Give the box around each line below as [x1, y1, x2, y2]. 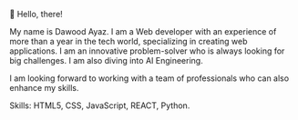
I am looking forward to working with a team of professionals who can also [9, 73, 290, 84]
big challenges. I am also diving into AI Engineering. [9, 55, 203, 65]
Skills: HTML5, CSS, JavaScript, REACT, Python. [9, 100, 190, 111]
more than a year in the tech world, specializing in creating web [9, 36, 248, 46]
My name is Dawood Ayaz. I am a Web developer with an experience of [9, 26, 277, 36]
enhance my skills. [9, 83, 79, 93]
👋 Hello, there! [9, 9, 64, 19]
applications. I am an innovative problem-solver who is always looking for [9, 45, 285, 56]
